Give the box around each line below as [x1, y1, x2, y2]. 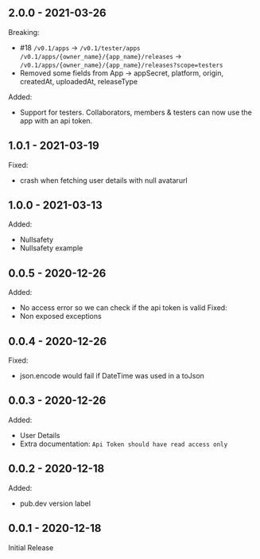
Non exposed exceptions [19, 312, 102, 321]
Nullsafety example [19, 243, 83, 253]
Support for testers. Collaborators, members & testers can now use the [19, 107, 253, 117]
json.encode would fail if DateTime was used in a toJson [19, 371, 205, 381]
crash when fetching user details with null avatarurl [19, 175, 188, 185]
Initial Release [8, 542, 54, 552]
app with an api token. [19, 115, 93, 126]
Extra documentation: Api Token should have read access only [19, 439, 228, 448]
